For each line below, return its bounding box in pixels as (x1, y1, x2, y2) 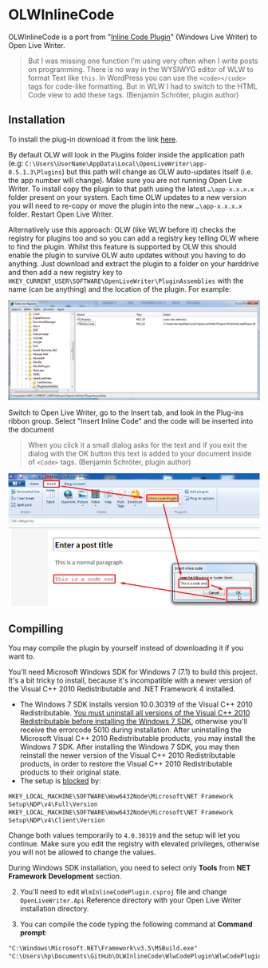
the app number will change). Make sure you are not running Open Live (8, 175, 242, 185)
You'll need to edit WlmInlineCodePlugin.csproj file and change (19, 887, 227, 897)
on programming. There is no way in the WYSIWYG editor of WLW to (27, 64, 254, 74)
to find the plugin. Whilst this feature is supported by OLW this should (8, 241, 237, 251)
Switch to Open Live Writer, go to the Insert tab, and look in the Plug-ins (8, 408, 244, 417)
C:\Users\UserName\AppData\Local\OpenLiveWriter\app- (25, 160, 207, 168)
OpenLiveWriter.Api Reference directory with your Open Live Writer (19, 895, 242, 905)
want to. (8, 651, 35, 661)
